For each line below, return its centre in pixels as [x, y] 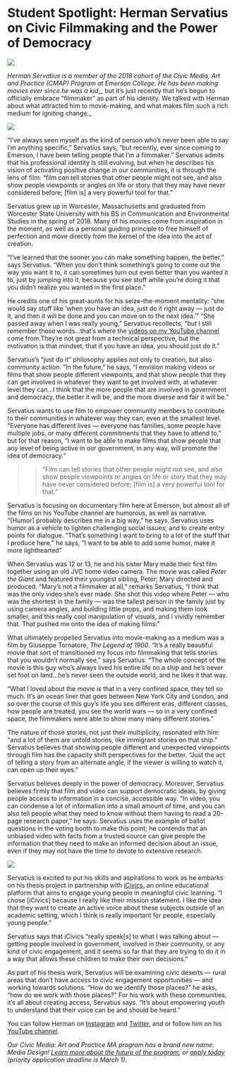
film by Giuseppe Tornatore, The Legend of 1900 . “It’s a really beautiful [110, 645]
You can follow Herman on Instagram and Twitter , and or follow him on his [115, 1023]
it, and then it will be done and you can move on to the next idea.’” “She [111, 316]
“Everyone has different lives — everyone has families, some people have [114, 425]
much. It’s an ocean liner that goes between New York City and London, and [118, 696]
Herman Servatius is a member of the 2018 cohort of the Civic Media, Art [114, 75]
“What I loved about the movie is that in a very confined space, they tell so [115, 688]
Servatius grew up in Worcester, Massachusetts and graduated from [107, 206]
